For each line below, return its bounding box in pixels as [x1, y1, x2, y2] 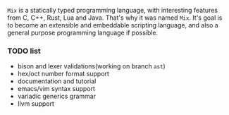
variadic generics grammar [17, 92, 97, 101]
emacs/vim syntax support [17, 85, 95, 93]
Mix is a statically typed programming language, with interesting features [7, 6, 218, 14]
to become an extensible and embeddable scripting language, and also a [7, 21, 218, 29]
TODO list [7, 46, 41, 56]
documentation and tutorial [17, 77, 97, 85]
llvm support [17, 99, 54, 108]
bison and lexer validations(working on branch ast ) [17, 62, 166, 71]
